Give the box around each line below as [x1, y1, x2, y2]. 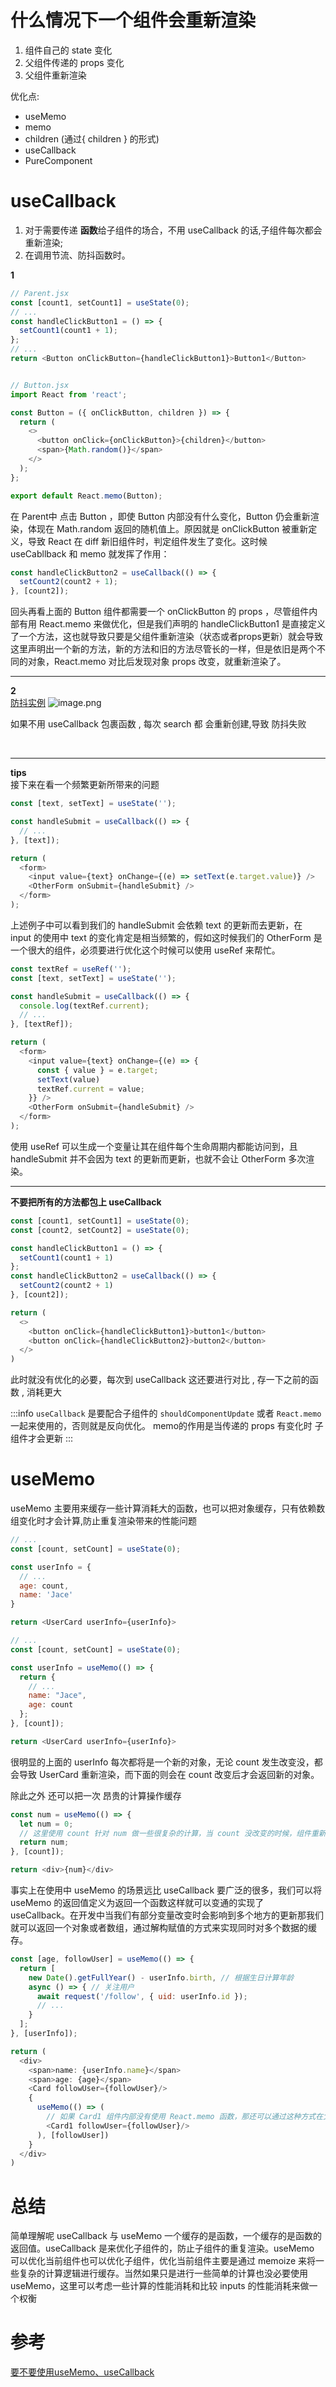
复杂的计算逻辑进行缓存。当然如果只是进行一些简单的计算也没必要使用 [18, 2267, 308, 2280]
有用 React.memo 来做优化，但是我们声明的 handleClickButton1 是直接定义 [18, 618, 326, 630]
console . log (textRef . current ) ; [19, 1001, 150, 1011]
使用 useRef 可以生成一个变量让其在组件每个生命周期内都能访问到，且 [10, 1140, 298, 1152]
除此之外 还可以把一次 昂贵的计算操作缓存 [10, 1789, 182, 1801]
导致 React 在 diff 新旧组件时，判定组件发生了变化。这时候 [27, 535, 268, 547]
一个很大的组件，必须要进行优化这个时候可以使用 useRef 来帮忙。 [10, 944, 281, 956]
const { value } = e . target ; [36, 1065, 159, 1075]
